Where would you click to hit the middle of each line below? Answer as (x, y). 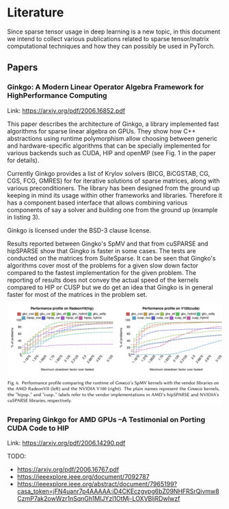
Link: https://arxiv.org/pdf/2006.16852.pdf (66, 110)
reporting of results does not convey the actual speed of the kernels (103, 280)
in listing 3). (24, 217)
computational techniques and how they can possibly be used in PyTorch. (111, 46)
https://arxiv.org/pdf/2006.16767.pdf (68, 469)
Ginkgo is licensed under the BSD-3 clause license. (79, 230)
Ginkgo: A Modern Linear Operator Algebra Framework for (106, 87)
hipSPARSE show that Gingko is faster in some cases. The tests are (102, 250)
